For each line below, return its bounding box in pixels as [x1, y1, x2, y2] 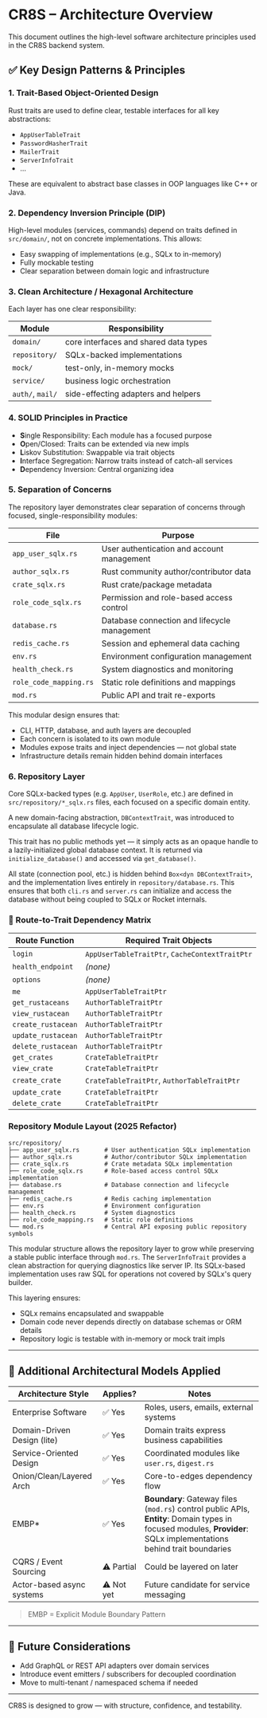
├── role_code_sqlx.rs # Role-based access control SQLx [8, 1166, 219, 1175]
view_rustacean [12, 1009, 70, 1018]
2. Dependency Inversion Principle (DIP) [8, 207, 166, 218]
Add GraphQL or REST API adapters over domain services [19, 1661, 210, 1671]
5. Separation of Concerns [8, 484, 112, 495]
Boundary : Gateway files [144, 1493, 238, 1504]
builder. [8, 1277, 33, 1287]
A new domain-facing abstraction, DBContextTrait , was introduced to [8, 813, 234, 823]
